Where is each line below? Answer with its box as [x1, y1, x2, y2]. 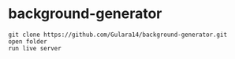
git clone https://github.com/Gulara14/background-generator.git [8, 31, 227, 39]
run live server [8, 44, 62, 52]
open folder [8, 37, 47, 46]
